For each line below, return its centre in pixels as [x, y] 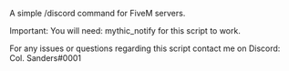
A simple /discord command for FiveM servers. [98, 13]
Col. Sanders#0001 [46, 58]
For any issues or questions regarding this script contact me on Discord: [145, 48]
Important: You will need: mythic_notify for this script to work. [125, 30]
